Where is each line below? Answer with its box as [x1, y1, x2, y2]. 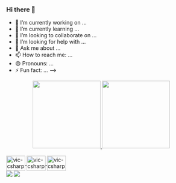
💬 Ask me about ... [14, 44, 61, 52]
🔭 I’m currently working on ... [14, 19, 87, 26]
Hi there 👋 [6, 5, 36, 14]
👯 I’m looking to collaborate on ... [14, 32, 97, 39]
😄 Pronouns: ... [14, 60, 54, 67]
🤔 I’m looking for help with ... [14, 38, 86, 46]
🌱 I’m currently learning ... [14, 25, 80, 32]
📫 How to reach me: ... [14, 51, 73, 59]
